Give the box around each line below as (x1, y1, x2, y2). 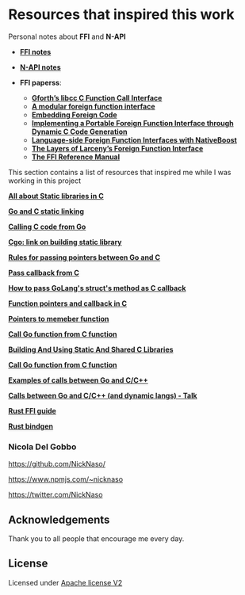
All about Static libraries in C (8, 191, 105, 200)
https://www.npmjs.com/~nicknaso (8, 475, 124, 484)
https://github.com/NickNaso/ (8, 460, 105, 469)
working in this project (8, 176, 82, 185)
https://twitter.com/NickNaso (8, 490, 103, 500)
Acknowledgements (8, 513, 110, 526)
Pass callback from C (8, 268, 79, 277)
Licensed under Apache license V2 (8, 578, 123, 587)
